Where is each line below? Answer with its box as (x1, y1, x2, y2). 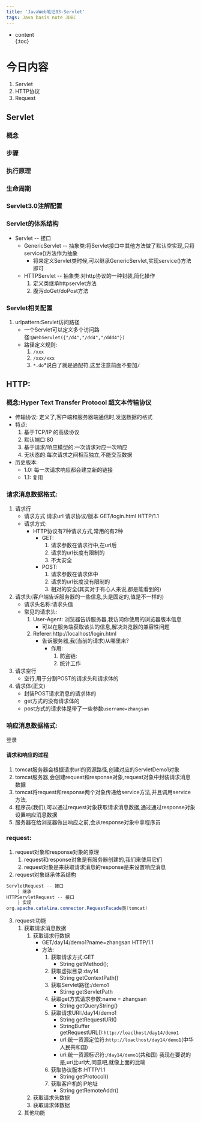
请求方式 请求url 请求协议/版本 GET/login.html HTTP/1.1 (23, 513, 160, 520)
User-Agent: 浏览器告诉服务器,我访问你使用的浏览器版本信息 (32, 616, 182, 623)
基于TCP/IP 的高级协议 (23, 428, 80, 436)
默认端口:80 (23, 436, 54, 443)
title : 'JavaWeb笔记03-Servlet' (6, 8, 85, 15)
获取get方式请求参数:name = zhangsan (50, 995, 147, 1003)
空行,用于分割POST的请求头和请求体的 (23, 675, 119, 682)
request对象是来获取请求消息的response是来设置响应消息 (23, 863, 166, 871)
